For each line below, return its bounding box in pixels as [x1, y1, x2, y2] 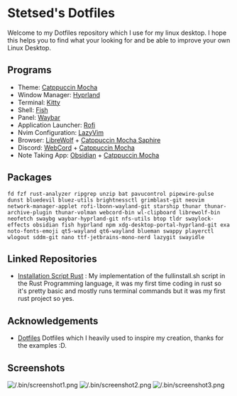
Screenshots [7, 362, 65, 374]
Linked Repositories [7, 253, 97, 265]
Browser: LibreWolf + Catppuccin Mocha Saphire [17, 136, 161, 144]
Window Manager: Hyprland [17, 90, 101, 99]
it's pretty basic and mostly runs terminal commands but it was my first [17, 287, 226, 295]
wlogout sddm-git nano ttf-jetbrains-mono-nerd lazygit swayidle [7, 233, 204, 241]
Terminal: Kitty [17, 98, 60, 106]
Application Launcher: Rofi [17, 121, 96, 129]
